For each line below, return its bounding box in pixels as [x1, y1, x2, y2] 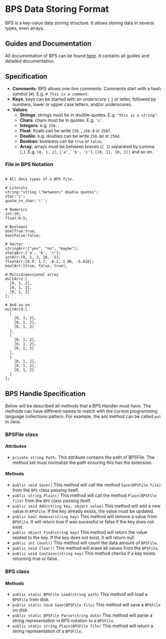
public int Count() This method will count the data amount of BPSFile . [12, 540, 158, 546]
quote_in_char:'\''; [5, 198, 48, 203]
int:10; [5, 211, 21, 216]
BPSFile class [5, 431, 39, 438]
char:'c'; [5, 194, 26, 199]
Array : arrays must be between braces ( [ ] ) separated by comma [19, 143, 155, 149]
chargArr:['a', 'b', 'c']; [5, 250, 61, 255]
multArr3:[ [5, 306, 28, 312]
